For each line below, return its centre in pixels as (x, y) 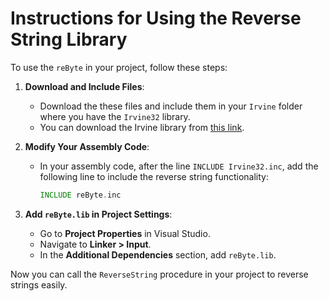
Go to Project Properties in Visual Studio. (125, 233)
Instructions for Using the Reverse (156, 18)
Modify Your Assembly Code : (87, 146)
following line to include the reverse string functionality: (154, 176)
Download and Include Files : (84, 86)
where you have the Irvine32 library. (115, 116)
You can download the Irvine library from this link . (142, 127)
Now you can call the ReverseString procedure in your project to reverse (159, 274)
